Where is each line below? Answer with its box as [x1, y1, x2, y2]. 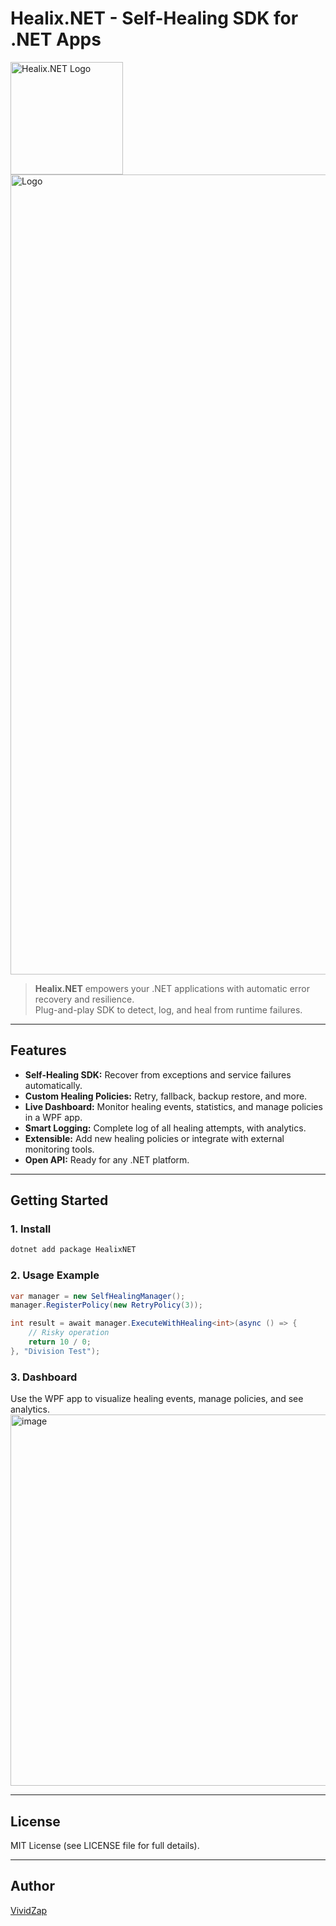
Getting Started [10, 1192, 109, 1209]
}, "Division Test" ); [10, 1346, 101, 1356]
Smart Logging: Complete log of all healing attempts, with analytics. [24, 1122, 307, 1134]
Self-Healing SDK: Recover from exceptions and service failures [24, 1068, 292, 1081]
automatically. [24, 1079, 83, 1091]
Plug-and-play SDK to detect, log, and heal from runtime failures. [34, 1003, 303, 1016]
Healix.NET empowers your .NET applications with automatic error [34, 982, 311, 994]
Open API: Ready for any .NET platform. [24, 1153, 190, 1166]
